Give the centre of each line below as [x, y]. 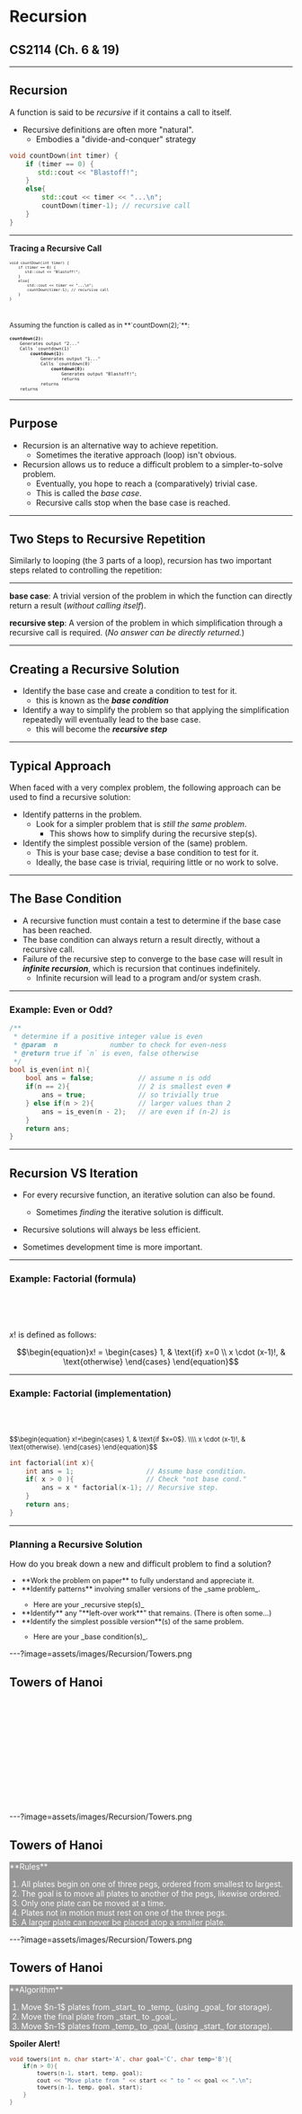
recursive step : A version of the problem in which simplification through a [146, 623]
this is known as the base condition [102, 701]
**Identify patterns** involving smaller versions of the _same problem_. [141, 1590]
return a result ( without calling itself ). [78, 606]
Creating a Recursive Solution [94, 669]
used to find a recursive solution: [70, 796]
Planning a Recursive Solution [76, 1544]
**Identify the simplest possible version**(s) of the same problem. [133, 1621]
